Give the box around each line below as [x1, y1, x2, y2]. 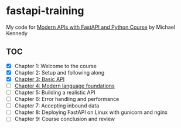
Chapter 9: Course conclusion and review [14, 116, 115, 123]
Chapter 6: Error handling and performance [14, 96, 119, 103]
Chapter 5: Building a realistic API [14, 89, 95, 96]
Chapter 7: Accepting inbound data [14, 102, 100, 109]
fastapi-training [6, 4, 84, 18]
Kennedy [6, 29, 28, 36]
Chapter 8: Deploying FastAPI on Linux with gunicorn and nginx [14, 109, 168, 116]
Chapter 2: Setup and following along [14, 69, 105, 76]
